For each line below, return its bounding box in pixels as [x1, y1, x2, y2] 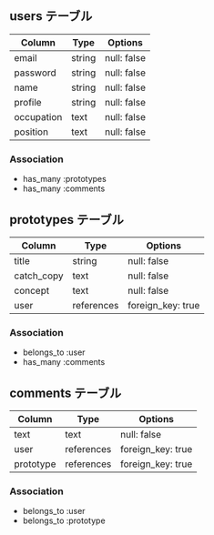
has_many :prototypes [22, 174, 107, 185]
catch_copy [14, 269, 64, 282]
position [14, 126, 48, 138]
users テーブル [9, 8, 93, 25]
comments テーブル [9, 385, 122, 400]
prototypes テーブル [9, 212, 125, 227]
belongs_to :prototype [22, 515, 107, 526]
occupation [14, 110, 63, 123]
